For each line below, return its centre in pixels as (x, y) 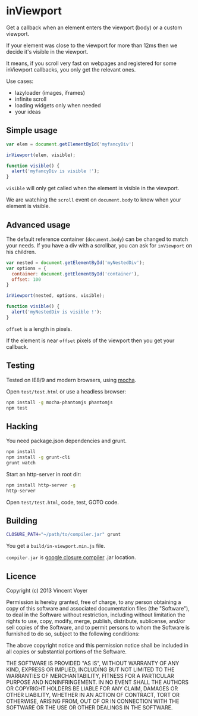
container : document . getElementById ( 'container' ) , (76, 274)
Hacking (22, 427)
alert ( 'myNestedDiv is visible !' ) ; (57, 312)
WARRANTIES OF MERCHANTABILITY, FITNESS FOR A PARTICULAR (90, 676)
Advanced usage (38, 225)
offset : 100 (26, 279)
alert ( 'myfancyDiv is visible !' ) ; (56, 171)
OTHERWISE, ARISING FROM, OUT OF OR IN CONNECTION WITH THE (93, 701)
